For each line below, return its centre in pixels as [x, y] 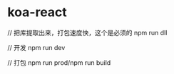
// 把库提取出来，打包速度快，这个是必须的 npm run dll [87, 32]
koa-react [37, 12]
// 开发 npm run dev [36, 47]
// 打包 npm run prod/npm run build [59, 62]
